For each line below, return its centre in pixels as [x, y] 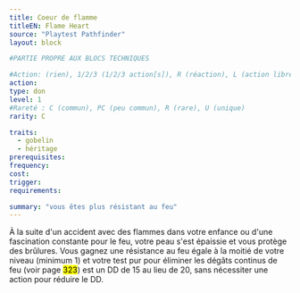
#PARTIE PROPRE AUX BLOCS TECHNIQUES [79, 59]
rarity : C [28, 116]
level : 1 [25, 99]
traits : [24, 132]
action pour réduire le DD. [57, 280]
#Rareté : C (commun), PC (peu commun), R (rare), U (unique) [127, 108]
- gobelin [35, 141]
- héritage [37, 149]
